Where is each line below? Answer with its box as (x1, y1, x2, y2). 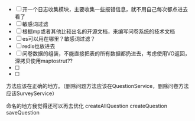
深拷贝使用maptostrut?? (14, 57, 73, 64)
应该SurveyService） (6, 90, 58, 97)
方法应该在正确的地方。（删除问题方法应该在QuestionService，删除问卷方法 (6, 83, 189, 89)
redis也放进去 (22, 42, 56, 50)
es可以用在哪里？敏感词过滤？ (22, 35, 96, 42)
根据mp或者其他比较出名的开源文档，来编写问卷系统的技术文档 (22, 28, 175, 35)
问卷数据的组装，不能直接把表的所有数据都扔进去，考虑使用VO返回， (22, 50, 190, 57)
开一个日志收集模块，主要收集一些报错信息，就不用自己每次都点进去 (22, 6, 188, 12)
